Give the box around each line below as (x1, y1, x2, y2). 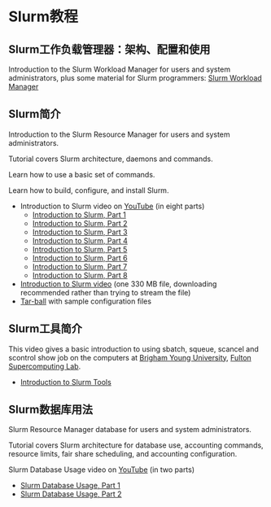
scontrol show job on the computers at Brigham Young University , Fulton (8, 352, 252, 362)
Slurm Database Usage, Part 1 (20, 481, 120, 491)
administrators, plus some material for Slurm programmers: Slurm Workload (8, 73, 262, 82)
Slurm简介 (8, 107, 61, 121)
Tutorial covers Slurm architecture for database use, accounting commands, (8, 440, 264, 450)
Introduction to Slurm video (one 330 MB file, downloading (20, 278, 217, 289)
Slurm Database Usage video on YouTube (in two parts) (8, 465, 195, 474)
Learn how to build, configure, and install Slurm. (8, 185, 169, 195)
